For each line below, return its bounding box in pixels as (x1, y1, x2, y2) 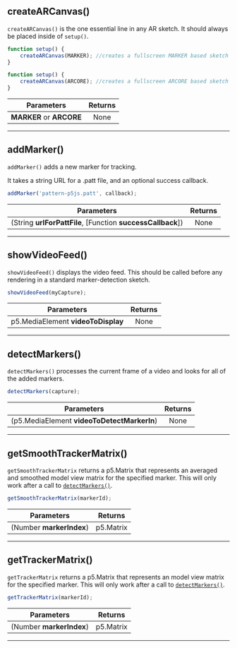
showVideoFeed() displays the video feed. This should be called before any (7, 268, 223, 276)
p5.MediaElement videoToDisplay (11, 317, 124, 327)
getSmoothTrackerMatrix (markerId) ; (7, 494, 112, 502)
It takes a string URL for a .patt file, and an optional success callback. (7, 176, 209, 184)
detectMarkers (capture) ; (7, 388, 80, 395)
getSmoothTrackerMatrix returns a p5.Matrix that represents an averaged (7, 466, 218, 474)
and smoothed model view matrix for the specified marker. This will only (7, 473, 217, 482)
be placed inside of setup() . (7, 32, 89, 40)
